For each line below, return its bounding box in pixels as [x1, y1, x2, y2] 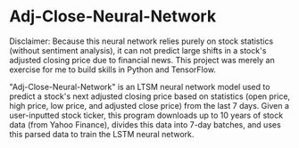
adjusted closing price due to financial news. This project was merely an [9, 54, 275, 65]
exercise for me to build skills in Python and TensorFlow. [9, 64, 217, 75]
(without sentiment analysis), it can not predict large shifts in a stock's [9, 45, 267, 55]
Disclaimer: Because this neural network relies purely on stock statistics [9, 36, 274, 46]
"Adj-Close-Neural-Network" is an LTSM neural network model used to [9, 81, 270, 92]
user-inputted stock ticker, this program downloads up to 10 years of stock [9, 110, 284, 120]
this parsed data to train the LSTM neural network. [9, 128, 195, 139]
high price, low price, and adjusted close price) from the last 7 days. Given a [9, 100, 290, 111]
